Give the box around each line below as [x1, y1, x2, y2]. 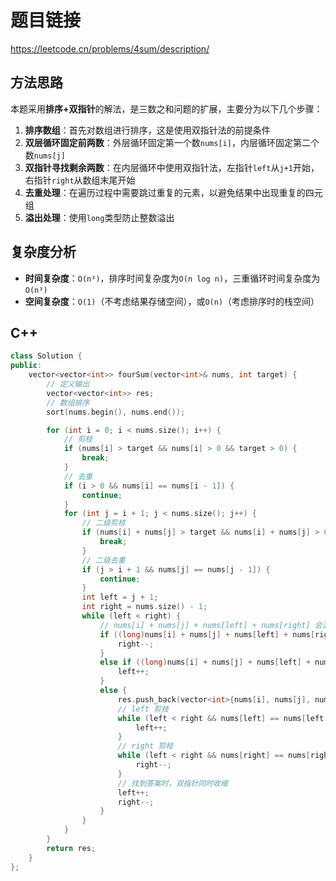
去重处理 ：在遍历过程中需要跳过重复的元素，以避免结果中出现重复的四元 [24, 186, 323, 198]
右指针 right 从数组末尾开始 [24, 174, 136, 186]
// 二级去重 [81, 555, 126, 565]
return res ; [46, 843, 97, 853]
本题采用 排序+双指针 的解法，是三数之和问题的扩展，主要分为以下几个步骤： [10, 102, 323, 115]
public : [10, 361, 43, 371]
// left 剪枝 [117, 704, 169, 714]
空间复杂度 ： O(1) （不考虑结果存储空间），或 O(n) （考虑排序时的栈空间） [24, 295, 320, 307]
